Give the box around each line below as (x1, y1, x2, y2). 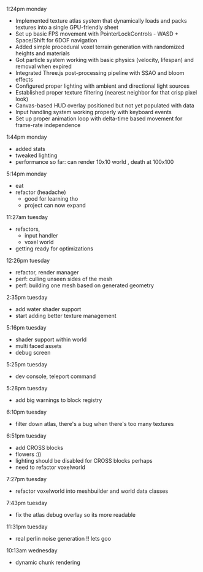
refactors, (15, 225, 40, 233)
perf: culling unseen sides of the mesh (15, 276, 113, 282)
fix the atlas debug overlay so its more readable (15, 511, 136, 518)
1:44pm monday (6, 133, 47, 141)
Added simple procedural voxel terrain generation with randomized (15, 43, 185, 50)
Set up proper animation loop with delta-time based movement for (15, 115, 183, 122)
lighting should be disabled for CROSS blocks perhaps (15, 457, 153, 464)
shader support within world (15, 336, 87, 343)
